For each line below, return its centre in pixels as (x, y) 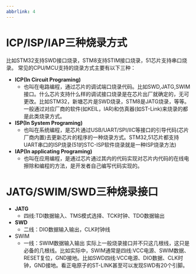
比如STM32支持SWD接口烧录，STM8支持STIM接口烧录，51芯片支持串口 (94, 60)
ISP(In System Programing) (48, 123)
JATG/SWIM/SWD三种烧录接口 (82, 191)
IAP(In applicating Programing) (53, 151)
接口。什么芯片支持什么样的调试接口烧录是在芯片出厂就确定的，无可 (106, 94)
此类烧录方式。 (47, 116)
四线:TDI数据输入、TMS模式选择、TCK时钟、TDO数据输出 (94, 215)
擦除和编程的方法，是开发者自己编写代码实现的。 (83, 166)
